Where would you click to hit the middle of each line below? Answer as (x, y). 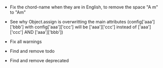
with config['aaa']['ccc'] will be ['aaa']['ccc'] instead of (81, 27)
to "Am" (18, 12)
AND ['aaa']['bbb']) (43, 32)
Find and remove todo (32, 51)
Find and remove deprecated (39, 60)
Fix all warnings (26, 42)
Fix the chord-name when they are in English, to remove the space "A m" (84, 7)
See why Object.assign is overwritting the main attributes (68, 22)
